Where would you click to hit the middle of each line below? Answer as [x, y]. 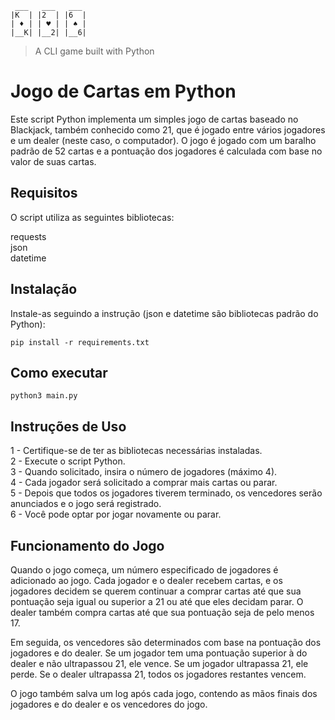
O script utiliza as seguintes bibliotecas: [92, 217]
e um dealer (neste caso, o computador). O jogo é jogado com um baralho [163, 140]
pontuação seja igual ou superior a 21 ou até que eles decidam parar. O [157, 601]
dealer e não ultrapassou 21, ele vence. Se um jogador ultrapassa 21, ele [159, 663]
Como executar [59, 372]
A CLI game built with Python [94, 51]
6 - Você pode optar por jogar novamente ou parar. [116, 514]
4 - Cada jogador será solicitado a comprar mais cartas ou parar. [144, 483]
